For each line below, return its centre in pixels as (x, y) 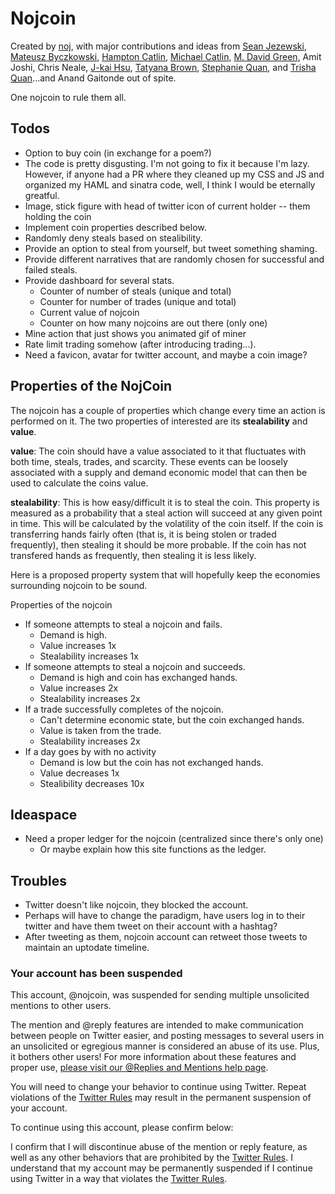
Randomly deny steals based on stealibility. (113, 238)
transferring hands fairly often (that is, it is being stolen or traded (143, 534)
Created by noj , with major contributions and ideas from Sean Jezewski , (158, 46)
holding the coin (58, 216)
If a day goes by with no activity (90, 751)
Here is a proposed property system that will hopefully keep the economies (165, 574)
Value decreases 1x (79, 773)
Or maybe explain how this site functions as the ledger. (153, 849)
